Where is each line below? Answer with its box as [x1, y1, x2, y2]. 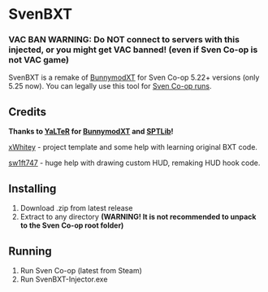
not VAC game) [8, 54, 69, 66]
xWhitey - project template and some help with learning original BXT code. [8, 142, 258, 152]
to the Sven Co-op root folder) [19, 220, 124, 230]
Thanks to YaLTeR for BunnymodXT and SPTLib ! [8, 127, 174, 137]
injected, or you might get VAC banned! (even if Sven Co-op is [8, 44, 258, 55]
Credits [8, 105, 47, 119]
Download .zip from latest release [19, 203, 133, 213]
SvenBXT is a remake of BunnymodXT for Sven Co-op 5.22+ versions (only [8, 72, 260, 82]
